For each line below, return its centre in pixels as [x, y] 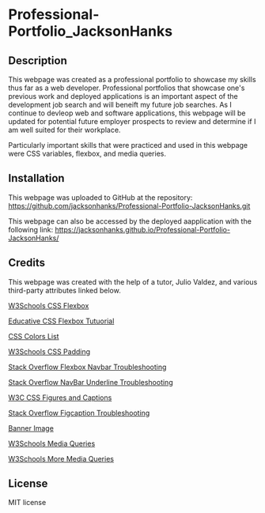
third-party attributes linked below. [64, 290]
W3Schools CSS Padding [49, 351]
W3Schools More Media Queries [61, 458]
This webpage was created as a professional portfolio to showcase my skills [132, 79]
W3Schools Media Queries [52, 443]
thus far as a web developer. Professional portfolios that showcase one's [127, 88]
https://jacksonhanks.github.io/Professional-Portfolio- [143, 229]
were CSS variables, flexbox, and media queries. [87, 153]
